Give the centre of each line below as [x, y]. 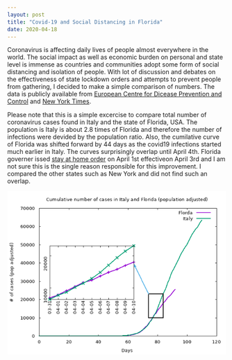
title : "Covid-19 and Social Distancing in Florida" [85, 22]
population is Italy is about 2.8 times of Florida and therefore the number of [115, 130]
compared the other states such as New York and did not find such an [107, 174]
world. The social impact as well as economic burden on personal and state [115, 57]
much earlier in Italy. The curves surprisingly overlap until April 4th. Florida [114, 152]
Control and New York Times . [49, 101]
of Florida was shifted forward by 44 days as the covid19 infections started [114, 144]
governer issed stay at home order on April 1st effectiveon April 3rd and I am [116, 159]
